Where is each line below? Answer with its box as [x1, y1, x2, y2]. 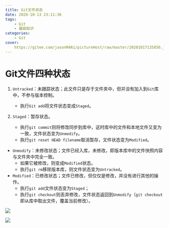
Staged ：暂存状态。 [12, 113, 53, 119]
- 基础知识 [14, 26, 34, 31]
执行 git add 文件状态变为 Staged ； [20, 185, 90, 191]
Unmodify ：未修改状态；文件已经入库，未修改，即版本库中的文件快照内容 [12, 147, 163, 154]
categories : [5, 31, 30, 36]
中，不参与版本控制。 [12, 92, 57, 98]
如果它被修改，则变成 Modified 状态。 [20, 160, 96, 166]
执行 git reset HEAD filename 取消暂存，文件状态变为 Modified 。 [20, 136, 152, 142]
